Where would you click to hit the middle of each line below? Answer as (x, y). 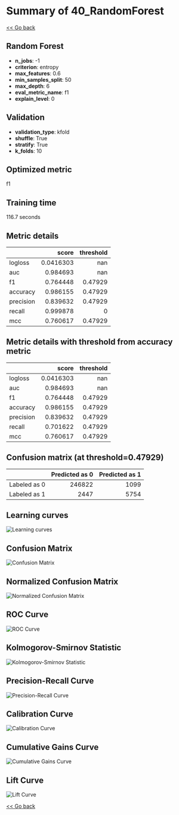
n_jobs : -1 (27, 60)
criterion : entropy (37, 67)
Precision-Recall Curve (50, 681)
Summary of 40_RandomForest (85, 11)
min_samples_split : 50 (43, 79)
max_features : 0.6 (38, 73)
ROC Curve (27, 615)
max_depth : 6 (32, 86)
